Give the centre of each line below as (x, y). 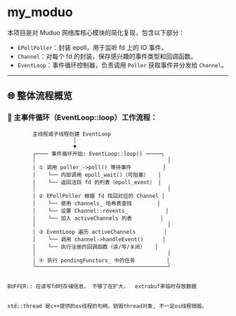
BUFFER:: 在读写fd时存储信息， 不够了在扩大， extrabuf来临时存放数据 (102, 286)
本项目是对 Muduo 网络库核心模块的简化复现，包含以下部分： (96, 32)
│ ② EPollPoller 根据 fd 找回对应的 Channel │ (99, 196)
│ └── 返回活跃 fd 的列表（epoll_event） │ (97, 182)
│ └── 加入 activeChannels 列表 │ (98, 218)
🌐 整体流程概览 (40, 96)
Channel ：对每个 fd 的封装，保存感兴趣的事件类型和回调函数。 (107, 56)
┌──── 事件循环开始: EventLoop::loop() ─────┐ (99, 154)
